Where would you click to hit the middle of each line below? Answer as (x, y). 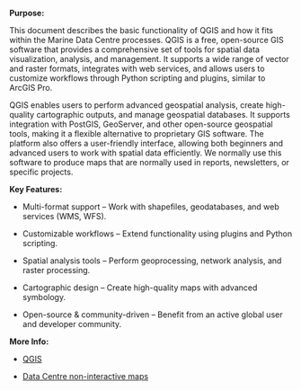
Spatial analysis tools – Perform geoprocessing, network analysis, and (152, 261)
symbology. (44, 297)
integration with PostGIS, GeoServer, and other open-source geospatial (141, 124)
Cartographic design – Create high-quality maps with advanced (140, 288)
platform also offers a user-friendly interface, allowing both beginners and (146, 143)
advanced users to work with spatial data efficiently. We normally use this (146, 153)
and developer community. (72, 324)
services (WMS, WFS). (64, 216)
